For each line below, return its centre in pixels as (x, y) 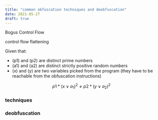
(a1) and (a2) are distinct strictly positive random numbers (70, 66)
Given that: (16, 51)
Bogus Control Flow (25, 33)
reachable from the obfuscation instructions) (57, 76)
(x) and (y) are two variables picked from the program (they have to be (82, 71)
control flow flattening (27, 42)
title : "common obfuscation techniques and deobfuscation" (66, 9)
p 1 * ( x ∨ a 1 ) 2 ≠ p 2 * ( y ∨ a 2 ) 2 (81, 86)
